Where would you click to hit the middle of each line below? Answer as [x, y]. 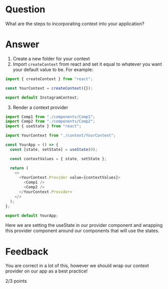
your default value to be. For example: [53, 69]
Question [25, 9]
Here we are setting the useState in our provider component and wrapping [84, 225]
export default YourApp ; [32, 216]
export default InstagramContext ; [42, 98]
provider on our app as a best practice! [46, 271]
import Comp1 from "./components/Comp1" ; [50, 117]
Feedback [27, 251]
